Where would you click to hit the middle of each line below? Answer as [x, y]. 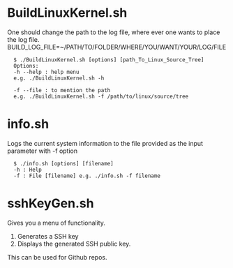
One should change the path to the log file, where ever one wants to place [114, 32]
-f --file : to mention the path [62, 90]
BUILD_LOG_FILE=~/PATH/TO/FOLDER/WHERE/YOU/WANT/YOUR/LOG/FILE [117, 47]
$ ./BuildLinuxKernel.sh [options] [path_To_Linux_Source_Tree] [109, 60]
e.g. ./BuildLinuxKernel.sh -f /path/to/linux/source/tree [101, 96]
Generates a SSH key [48, 236]
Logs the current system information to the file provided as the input [105, 143]
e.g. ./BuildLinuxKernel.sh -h [59, 78]
